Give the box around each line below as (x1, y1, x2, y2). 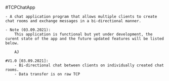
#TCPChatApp (5, 5, 35, 10)
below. (5, 40, 19, 46)
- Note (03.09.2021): (5, 27, 51, 32)
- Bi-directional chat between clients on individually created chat (14, 63, 164, 68)
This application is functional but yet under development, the (14, 32, 153, 37)
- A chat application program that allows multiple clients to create (5, 14, 157, 19)
